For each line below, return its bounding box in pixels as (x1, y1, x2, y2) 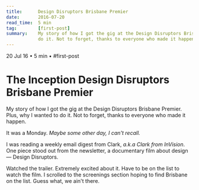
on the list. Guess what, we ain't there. (6, 177, 99, 184)
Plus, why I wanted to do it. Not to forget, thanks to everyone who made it (6, 111, 186, 118)
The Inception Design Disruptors (6, 73, 170, 86)
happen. (6, 118, 27, 125)
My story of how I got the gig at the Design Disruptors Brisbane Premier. (6, 105, 182, 112)
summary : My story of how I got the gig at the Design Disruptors (6, 31, 182, 37)
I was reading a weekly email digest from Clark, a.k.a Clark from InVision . (6, 140, 185, 148)
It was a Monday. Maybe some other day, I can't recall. (6, 129, 140, 136)
